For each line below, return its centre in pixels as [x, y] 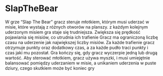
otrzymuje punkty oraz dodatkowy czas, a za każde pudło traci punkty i [77, 47]
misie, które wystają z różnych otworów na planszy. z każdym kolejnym [77, 27]
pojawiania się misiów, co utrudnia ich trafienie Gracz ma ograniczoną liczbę [81, 37]
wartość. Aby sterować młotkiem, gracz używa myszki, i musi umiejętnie [78, 58]
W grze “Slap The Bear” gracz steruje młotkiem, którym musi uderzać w [77, 22]
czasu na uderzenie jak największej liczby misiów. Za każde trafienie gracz [80, 42]
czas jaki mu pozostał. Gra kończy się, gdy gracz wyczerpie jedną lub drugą [81, 53]
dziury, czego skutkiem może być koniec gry [50, 68]
